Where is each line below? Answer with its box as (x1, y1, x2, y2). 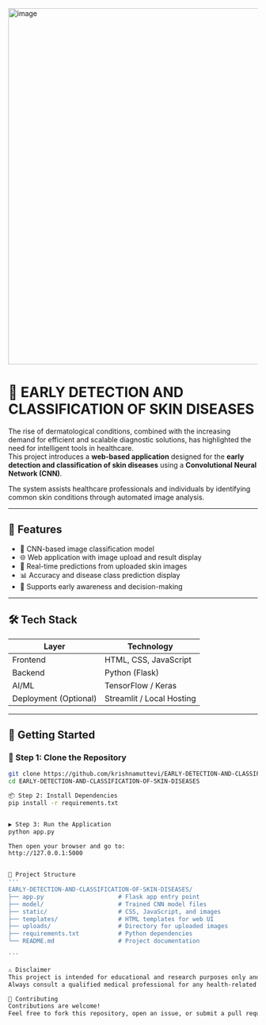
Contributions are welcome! (8, 1002, 101, 1011)
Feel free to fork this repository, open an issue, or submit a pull (8, 1010, 243, 1018)
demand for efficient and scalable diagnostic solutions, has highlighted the (8, 434, 252, 444)
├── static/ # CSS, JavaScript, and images (8, 907, 222, 915)
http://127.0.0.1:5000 (8, 850, 83, 857)
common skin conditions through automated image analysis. (8, 492, 205, 502)
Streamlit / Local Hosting (104, 692, 196, 703)
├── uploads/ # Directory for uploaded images (8, 923, 228, 931)
